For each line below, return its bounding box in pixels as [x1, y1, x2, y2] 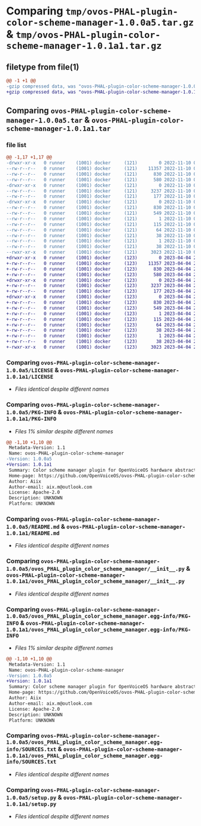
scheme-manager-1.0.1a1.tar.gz [6, 40, 162, 52]
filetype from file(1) [6, 62, 80, 72]
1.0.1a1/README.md [6, 529, 60, 537]
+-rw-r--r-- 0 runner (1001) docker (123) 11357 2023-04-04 [6, 260, 191, 267]
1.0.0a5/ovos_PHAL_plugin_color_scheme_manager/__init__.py [6, 565, 185, 573]
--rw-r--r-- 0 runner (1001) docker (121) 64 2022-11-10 [6, 227, 191, 233]
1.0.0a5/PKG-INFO [6, 409, 57, 416]
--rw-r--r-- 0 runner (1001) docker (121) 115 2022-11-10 [6, 221, 191, 228]
